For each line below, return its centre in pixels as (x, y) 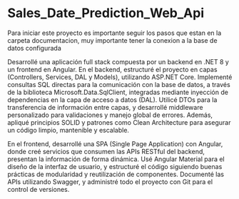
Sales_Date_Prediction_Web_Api (106, 13)
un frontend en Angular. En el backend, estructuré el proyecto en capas (112, 69)
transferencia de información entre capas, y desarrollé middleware (105, 107)
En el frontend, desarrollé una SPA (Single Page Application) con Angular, (115, 143)
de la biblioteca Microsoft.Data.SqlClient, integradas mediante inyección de (118, 92)
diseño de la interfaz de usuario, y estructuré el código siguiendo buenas (115, 166)
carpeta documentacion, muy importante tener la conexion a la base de (112, 40)
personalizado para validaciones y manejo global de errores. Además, (110, 115)
